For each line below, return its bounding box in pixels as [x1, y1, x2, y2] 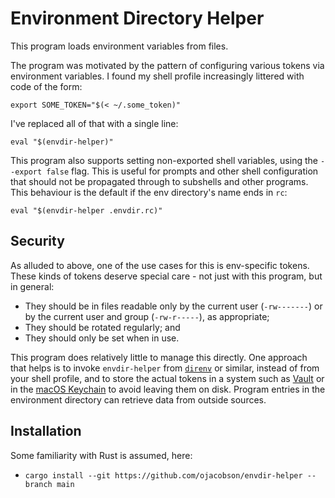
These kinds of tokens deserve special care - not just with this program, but [10, 270, 323, 282]
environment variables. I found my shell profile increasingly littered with [10, 70, 305, 82]
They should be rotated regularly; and [24, 321, 181, 333]
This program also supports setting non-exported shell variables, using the [10, 154, 318, 166]
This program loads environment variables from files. [10, 40, 229, 52]
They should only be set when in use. [24, 332, 180, 344]
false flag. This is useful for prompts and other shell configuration [46, 165, 319, 177]
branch [24, 479, 53, 489]
